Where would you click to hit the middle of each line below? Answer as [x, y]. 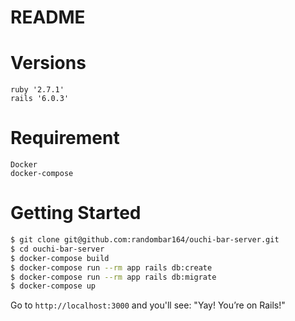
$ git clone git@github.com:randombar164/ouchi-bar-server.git [145, 240]
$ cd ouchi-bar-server [57, 249]
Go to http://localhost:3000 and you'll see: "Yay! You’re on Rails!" [148, 305]
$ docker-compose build [60, 258]
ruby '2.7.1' [37, 90]
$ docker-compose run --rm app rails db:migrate [113, 277]
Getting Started [76, 213]
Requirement [65, 138]
